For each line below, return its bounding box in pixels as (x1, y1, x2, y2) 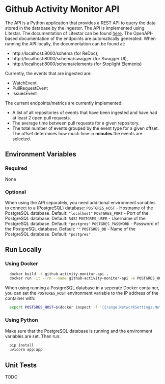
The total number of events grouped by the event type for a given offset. (12, 125, 159, 131)
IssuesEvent (12, 90, 37, 96)
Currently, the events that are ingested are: (5, 70, 92, 76)
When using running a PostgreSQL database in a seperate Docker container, (5, 285, 160, 291)
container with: (5, 295, 35, 302)
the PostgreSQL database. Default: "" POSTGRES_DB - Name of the (5, 226, 136, 231)
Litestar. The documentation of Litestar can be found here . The (5, 30, 133, 36)
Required (5, 165, 27, 172)
